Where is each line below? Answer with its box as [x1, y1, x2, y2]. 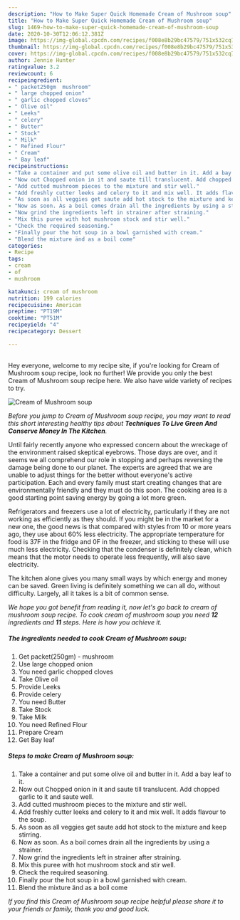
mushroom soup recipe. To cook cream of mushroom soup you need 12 [8, 610, 219, 619]
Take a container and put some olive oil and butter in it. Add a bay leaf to [18, 770, 231, 778]
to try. [8, 384, 26, 392]
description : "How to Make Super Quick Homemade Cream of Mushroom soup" [8, 10, 232, 18]
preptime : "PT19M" [8, 308, 63, 315]
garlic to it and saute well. [18, 792, 95, 801]
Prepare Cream [18, 728, 63, 736]
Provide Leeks [18, 682, 61, 691]
